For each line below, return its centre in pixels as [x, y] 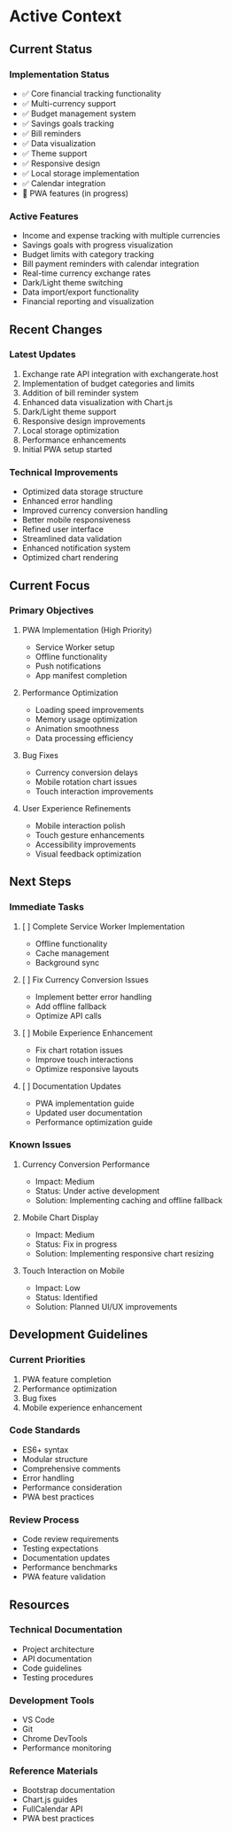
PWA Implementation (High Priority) [87, 630]
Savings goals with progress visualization [97, 245]
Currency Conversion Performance [86, 1164]
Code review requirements [70, 1539]
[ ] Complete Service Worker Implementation [104, 926]
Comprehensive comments [71, 1468]
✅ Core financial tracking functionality [92, 93]
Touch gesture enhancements [90, 834]
